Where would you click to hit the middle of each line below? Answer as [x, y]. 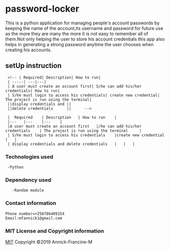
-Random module [28, 191]
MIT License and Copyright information [55, 231]
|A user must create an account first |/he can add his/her [75, 126]
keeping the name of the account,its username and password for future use [84, 28]
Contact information [31, 203]
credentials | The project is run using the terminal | [74, 131]
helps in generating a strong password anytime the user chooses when [79, 44]
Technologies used [29, 157]
